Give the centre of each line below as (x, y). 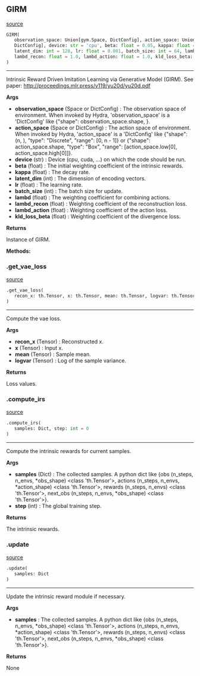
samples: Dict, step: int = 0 (51, 428)
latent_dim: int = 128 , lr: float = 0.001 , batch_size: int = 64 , (98, 51)
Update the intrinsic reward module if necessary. (66, 596)
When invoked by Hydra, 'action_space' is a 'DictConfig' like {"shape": (101, 134)
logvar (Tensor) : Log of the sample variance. (71, 360)
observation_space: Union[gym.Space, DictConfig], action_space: (97, 40)
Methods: (18, 251)
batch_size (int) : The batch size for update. (69, 191)
